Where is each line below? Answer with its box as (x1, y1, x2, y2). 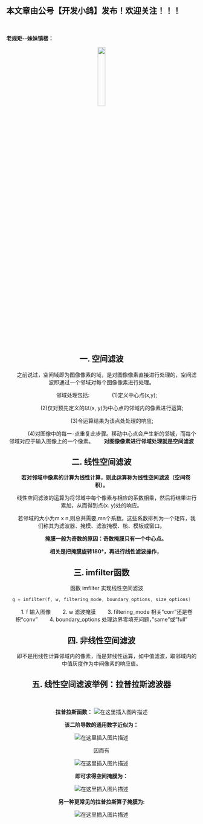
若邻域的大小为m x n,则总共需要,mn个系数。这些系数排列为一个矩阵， (18, 515, 191, 522)
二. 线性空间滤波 (71, 457, 132, 467)
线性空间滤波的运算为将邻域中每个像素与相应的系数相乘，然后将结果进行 (16, 494, 197, 501)
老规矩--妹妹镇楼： (6, 34, 54, 42)
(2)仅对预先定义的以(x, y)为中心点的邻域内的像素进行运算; (40, 404, 184, 411)
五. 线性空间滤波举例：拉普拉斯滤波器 (31, 679, 172, 690)
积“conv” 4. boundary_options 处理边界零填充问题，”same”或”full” (15, 616, 188, 623)
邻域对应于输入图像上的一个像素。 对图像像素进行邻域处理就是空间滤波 (8, 437, 195, 445)
